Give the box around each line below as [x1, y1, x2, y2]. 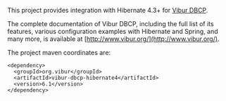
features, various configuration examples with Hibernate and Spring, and [7, 28, 218, 35]
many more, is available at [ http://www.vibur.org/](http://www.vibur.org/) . [7, 35, 220, 43]
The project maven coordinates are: [7, 49, 111, 57]
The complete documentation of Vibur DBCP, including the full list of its [7, 20, 214, 28]
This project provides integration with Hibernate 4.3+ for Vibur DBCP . [7, 6, 208, 14]
